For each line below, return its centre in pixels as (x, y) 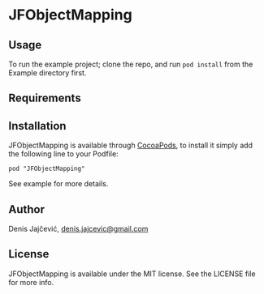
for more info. (31, 282)
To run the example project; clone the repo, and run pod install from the (131, 64)
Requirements (45, 98)
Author (26, 209)
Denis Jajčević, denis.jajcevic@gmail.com (78, 229)
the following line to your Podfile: (64, 154)
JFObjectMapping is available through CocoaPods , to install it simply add (131, 145)
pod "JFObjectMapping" (47, 169)
